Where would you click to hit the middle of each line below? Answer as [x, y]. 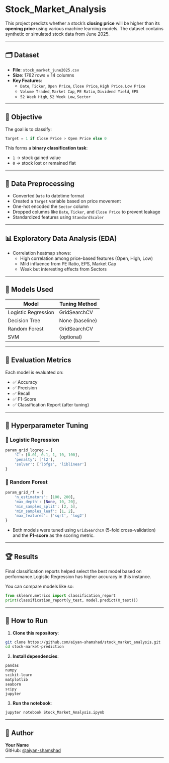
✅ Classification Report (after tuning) [51, 404]
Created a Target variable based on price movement [67, 201]
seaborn [13, 684]
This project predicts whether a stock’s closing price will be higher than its [82, 23]
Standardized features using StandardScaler [58, 217]
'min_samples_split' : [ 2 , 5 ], [46, 506]
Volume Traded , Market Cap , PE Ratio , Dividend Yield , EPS [79, 91]
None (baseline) [78, 320]
